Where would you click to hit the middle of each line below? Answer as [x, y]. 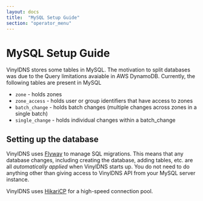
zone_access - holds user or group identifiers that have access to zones [104, 101]
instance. [18, 180]
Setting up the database [52, 139]
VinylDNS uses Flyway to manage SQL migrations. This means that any [95, 154]
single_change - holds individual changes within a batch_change [95, 120]
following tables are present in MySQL [54, 83]
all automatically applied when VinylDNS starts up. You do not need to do [98, 166]
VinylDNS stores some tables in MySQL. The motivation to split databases [98, 70]
